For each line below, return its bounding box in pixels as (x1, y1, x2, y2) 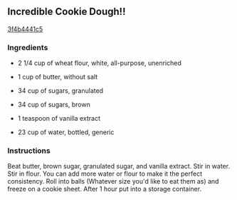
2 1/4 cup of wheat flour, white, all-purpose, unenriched (17, 59, 181, 67)
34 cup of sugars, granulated (17, 86, 104, 95)
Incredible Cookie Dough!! (7, 6, 126, 18)
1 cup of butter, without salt (17, 73, 98, 81)
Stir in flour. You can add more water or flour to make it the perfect (7, 169, 203, 178)
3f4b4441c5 (7, 24, 43, 33)
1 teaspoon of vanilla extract (17, 114, 101, 123)
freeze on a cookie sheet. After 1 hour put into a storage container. (7, 185, 201, 194)
